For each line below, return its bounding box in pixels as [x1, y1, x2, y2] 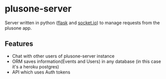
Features [5, 40, 33, 48]
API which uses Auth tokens [12, 69, 71, 75]
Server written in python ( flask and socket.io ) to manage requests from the [5, 20, 160, 26]
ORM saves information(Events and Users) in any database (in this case [12, 58, 161, 64]
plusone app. [5, 25, 32, 31]
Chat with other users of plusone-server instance [12, 53, 115, 59]
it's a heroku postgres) [12, 63, 59, 69]
